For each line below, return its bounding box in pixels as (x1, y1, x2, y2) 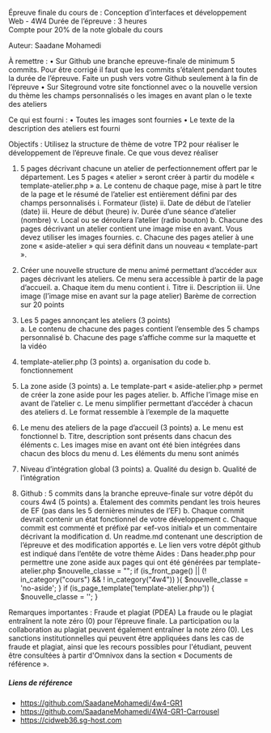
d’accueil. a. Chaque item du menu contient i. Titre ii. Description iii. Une (19, 283, 260, 292)
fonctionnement (19, 365, 74, 375)
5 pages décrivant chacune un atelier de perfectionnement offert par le (19, 164, 257, 173)
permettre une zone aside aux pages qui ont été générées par (19, 557, 227, 567)
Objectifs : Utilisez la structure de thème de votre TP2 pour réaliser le (8, 139, 239, 149)
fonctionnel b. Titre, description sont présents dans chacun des (19, 432, 232, 441)
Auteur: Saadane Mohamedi (8, 40, 102, 50)
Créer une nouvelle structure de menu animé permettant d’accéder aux (19, 266, 257, 275)
